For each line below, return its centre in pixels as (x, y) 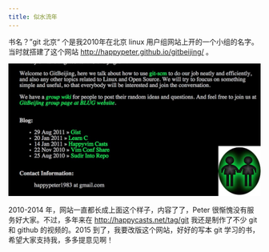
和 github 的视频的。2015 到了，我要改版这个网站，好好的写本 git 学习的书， (134, 230)
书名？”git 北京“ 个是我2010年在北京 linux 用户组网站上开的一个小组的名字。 (133, 42)
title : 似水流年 (33, 17)
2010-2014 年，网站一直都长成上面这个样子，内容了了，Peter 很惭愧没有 (128, 210)
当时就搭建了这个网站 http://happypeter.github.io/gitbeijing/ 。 (111, 51)
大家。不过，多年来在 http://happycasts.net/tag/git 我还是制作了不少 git (140, 219)
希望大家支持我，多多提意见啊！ (61, 239)
